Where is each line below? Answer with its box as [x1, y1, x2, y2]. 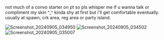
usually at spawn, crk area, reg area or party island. [5, 15, 111, 20]
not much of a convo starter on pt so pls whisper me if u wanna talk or [5, 4, 150, 10]
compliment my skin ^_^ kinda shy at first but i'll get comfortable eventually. [5, 9, 160, 15]
